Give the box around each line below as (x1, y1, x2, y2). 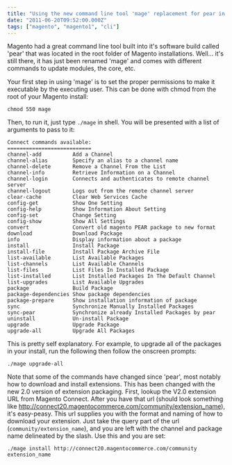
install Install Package (7, 243, 119, 250)
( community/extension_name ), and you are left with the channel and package (7, 425, 222, 433)
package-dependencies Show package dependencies (7, 291, 151, 298)
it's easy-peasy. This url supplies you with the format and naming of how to (7, 409, 223, 418)
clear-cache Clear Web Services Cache (7, 194, 148, 201)
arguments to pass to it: (7, 126, 75, 134)
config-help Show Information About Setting (7, 206, 167, 213)
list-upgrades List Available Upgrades (7, 279, 144, 286)
